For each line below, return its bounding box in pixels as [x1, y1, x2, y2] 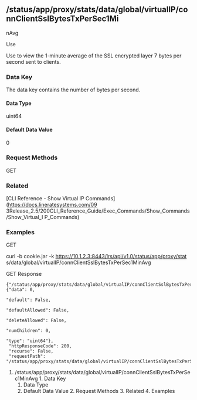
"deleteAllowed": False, [6, 317, 67, 324]
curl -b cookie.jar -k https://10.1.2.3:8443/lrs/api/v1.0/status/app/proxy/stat [6, 253, 187, 260]
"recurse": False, [8, 348, 54, 354]
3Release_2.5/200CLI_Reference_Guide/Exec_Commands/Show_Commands [6, 207, 190, 214]
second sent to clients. [6, 58, 61, 65]
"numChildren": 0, [6, 328, 51, 334]
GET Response [6, 271, 42, 278]
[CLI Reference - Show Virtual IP [6, 195, 84, 202]
